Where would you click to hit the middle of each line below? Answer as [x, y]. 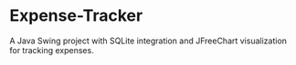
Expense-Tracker [76, 16]
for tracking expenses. [52, 50]
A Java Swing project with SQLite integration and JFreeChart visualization [148, 41]
